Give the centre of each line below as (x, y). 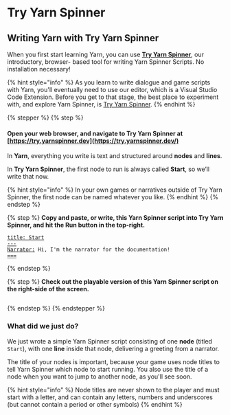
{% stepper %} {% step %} (45, 117)
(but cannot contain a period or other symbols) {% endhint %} (95, 404)
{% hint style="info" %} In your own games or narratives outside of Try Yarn (115, 190)
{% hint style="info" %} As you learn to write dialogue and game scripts (109, 82)
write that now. (28, 177)
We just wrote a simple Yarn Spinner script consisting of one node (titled (110, 341)
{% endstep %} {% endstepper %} (56, 309)
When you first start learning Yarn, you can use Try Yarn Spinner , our (106, 54)
